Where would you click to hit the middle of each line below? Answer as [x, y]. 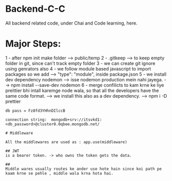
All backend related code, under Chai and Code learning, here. [71, 23]
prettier [13, 101]
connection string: [26, 120]
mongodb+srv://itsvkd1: [77, 120]
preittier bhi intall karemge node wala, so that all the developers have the [82, 90]
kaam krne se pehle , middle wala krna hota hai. [60, 173]
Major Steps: [33, 44]
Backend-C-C [35, 9]
